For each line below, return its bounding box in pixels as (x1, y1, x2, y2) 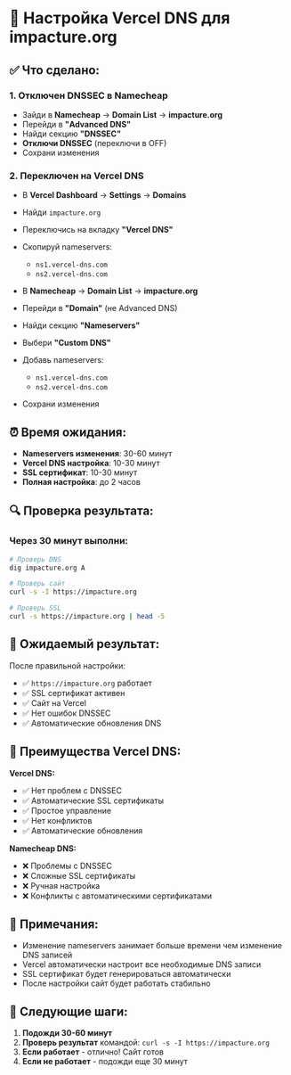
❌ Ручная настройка (21, 880, 101, 890)
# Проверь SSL (9, 603, 62, 613)
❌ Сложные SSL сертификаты (21, 870, 136, 881)
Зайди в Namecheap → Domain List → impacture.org (21, 109, 223, 119)
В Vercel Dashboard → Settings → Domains (21, 190, 187, 201)
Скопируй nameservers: (21, 242, 113, 252)
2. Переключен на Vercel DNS (9, 169, 144, 182)
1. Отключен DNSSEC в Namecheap (9, 89, 169, 102)
